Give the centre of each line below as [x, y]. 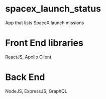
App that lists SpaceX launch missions [45, 23]
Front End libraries [44, 43]
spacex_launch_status [53, 9]
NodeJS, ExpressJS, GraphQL [36, 91]
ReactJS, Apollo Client [28, 57]
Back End [25, 77]
